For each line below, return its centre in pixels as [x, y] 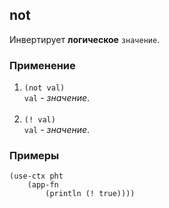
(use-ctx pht [36, 176]
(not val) [44, 88]
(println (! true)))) [90, 194]
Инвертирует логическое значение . [85, 39]
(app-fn [43, 185]
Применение [42, 65]
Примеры [34, 156]
